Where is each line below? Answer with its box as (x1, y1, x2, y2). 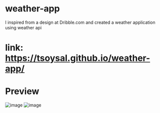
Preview (5, 86, 40, 97)
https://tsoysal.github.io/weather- (5, 53, 150, 64)
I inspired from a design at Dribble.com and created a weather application (5, 19, 156, 25)
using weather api (5, 24, 42, 30)
